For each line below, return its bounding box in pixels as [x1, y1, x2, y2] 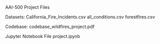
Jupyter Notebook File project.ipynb [5, 33, 80, 39]
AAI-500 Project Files [5, 4, 50, 10]
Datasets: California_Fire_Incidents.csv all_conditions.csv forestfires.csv [5, 14, 155, 19]
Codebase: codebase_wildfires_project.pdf [5, 23, 95, 29]
